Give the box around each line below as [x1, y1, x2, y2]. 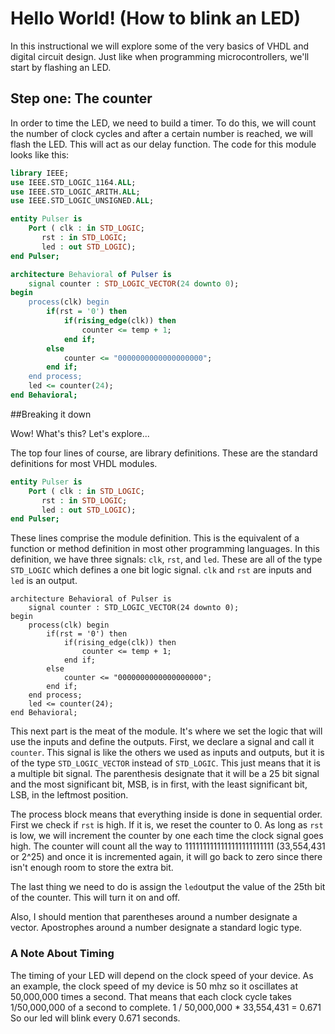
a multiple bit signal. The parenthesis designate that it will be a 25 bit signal [10, 768, 320, 780]
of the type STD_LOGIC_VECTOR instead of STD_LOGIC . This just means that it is [10, 757, 322, 769]
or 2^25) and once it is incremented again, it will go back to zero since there [10, 851, 323, 863]
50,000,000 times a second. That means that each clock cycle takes [10, 990, 292, 1002]
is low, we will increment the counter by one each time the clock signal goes [10, 830, 324, 842]
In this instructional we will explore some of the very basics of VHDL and [10, 40, 309, 52]
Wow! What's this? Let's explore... [10, 427, 150, 439]
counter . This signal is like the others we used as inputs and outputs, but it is [10, 747, 325, 759]
